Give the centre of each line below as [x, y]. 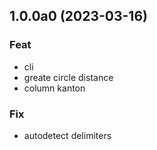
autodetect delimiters [67, 135]
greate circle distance [68, 77]
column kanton [54, 88]
